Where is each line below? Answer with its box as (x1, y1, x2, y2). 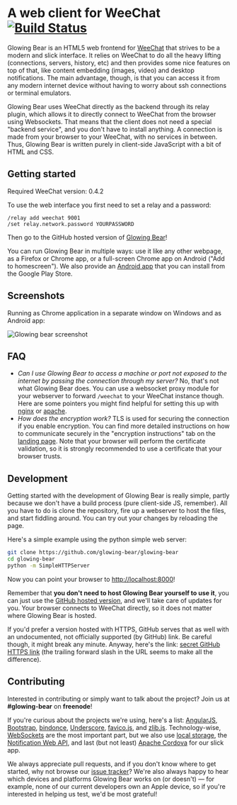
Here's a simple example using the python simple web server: (7, 535, 187, 544)
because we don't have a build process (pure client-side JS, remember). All (7, 499, 228, 507)
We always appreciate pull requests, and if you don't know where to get (7, 760, 216, 768)
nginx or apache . (17, 407, 67, 415)
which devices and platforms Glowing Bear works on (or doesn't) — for (7, 775, 214, 783)
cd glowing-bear (7, 556, 55, 563)
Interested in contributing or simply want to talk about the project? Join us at (7, 694, 230, 703)
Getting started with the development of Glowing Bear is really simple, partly (7, 491, 230, 500)
